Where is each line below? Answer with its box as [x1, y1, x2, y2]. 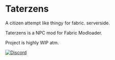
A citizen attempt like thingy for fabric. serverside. [5, 20, 110, 26]
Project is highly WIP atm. [5, 39, 60, 46]
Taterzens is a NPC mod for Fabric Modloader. [5, 29, 103, 36]
